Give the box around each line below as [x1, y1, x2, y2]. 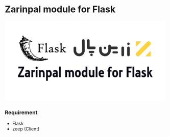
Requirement [5, 108, 38, 116]
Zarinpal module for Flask [5, 4, 116, 15]
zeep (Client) [12, 126, 40, 132]
